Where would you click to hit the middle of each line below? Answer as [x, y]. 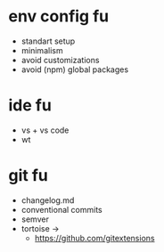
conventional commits [62, 209]
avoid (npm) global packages [75, 69]
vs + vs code [45, 130]
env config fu [58, 16]
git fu [28, 176]
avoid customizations [60, 60]
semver [35, 219]
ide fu [30, 106]
